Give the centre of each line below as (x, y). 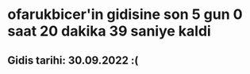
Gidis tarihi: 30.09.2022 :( (73, 60)
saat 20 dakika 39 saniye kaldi (109, 31)
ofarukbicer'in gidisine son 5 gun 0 (125, 15)
